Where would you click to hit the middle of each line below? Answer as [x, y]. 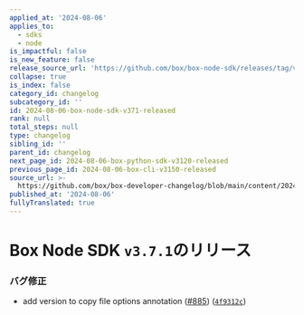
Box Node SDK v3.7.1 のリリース [130, 251]
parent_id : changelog [50, 152]
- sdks [30, 34]
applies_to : [32, 26]
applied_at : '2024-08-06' [58, 18]
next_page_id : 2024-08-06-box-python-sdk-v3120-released [119, 161]
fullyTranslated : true [52, 203]
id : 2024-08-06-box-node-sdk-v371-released [93, 110]
